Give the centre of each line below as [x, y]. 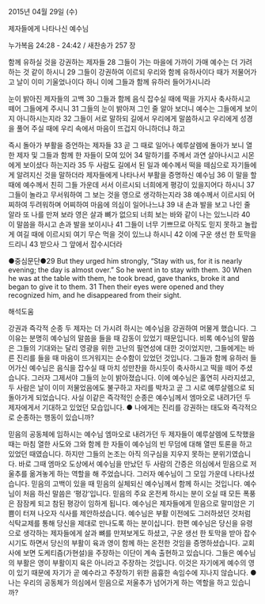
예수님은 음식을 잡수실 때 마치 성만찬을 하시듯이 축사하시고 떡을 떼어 [134, 368]
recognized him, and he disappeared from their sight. [95, 295]
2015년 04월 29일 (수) [43, 11]
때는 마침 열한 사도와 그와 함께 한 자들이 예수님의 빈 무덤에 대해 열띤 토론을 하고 [131, 444]
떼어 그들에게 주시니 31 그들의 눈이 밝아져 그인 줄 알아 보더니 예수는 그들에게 [125, 108]
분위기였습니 [232, 454]
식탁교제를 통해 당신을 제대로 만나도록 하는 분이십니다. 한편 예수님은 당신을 [123, 523]
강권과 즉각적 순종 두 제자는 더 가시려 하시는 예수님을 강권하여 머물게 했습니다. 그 [132, 328]
